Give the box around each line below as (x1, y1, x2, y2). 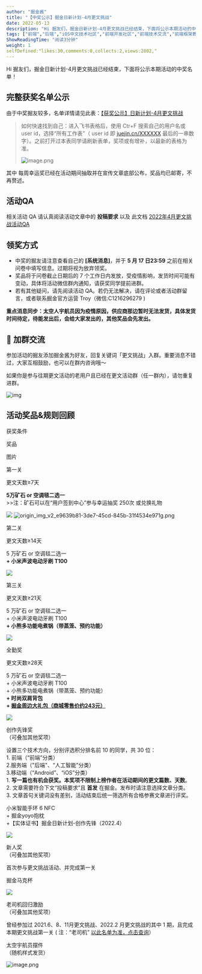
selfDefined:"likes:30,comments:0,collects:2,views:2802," (6, 48, 158, 54)
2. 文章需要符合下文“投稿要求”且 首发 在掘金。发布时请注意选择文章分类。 (6, 784, 189, 791)
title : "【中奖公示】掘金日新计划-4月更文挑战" (6, 14, 112, 20)
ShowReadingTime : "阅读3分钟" (6, 37, 78, 43)
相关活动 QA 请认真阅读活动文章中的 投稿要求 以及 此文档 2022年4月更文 (6, 213, 187, 220)
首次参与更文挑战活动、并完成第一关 (6, 864, 96, 871)
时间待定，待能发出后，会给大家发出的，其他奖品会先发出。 (6, 315, 154, 322)
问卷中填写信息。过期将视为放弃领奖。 (14, 264, 110, 272)
